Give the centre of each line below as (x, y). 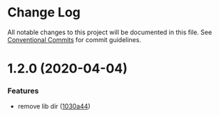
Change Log (44, 12)
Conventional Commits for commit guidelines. (74, 39)
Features (23, 91)
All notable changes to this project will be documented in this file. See (110, 32)
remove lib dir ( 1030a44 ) (54, 106)
